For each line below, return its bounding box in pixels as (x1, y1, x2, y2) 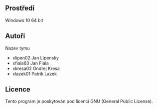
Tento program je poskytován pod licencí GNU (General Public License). (5, 98, 153, 104)
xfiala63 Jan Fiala (12, 60, 49, 66)
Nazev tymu (5, 45, 30, 51)
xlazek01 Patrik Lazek (12, 70, 57, 76)
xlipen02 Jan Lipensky (12, 54, 59, 60)
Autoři (5, 32, 25, 40)
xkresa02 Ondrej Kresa (12, 65, 60, 71)
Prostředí (5, 4, 35, 12)
